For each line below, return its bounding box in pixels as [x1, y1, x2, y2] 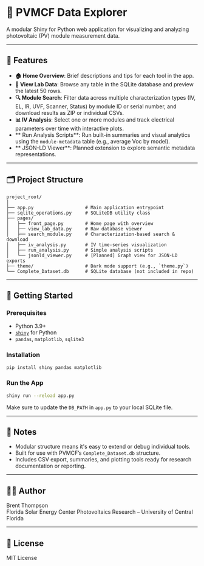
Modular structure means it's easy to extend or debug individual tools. [15, 443, 191, 450]
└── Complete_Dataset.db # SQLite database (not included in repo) [6, 268, 194, 274]
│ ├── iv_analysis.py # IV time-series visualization [6, 241, 167, 248]
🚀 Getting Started [6, 290, 73, 300]
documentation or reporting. [15, 462, 86, 470]
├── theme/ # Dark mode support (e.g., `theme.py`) [6, 263, 189, 269]
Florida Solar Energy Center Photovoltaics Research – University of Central [6, 508, 193, 516]
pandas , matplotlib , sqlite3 [15, 336, 84, 343]
